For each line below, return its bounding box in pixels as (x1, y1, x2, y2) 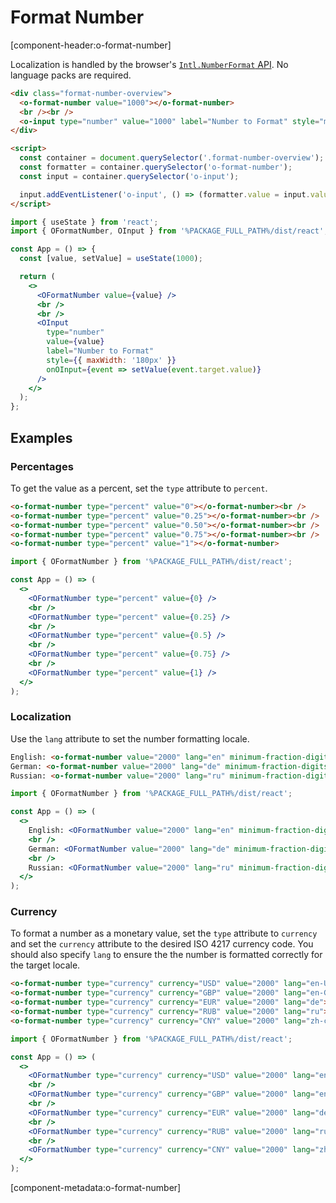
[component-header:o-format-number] (10, 39, 172, 51)
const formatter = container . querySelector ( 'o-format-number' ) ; (19, 162, 293, 173)
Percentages (10, 459, 74, 473)
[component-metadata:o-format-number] (10, 1182, 182, 1194)
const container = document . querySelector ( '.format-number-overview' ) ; (19, 153, 325, 163)
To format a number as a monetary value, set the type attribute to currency (10, 927, 318, 940)
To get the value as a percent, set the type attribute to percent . (10, 482, 268, 494)
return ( (19, 272, 56, 282)
